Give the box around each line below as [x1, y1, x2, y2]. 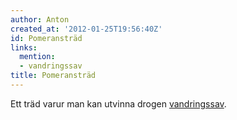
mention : [19, 52, 56, 62]
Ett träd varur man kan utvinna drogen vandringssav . [10, 97, 227, 110]
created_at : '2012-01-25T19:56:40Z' [10, 24, 163, 34]
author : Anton [10, 14, 70, 25]
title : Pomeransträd [10, 71, 97, 81]
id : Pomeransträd [10, 33, 83, 43]
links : [10, 42, 38, 53]
